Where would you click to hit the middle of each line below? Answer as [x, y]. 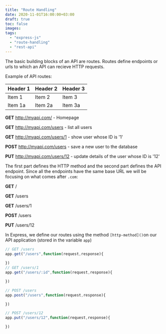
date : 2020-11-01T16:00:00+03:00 [40, 14]
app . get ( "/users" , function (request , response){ [54, 254]
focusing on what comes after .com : [42, 176]
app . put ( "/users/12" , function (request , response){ [58, 318]
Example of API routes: [29, 76]
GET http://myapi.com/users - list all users [49, 127]
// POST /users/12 [24, 313]
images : [13, 28]
